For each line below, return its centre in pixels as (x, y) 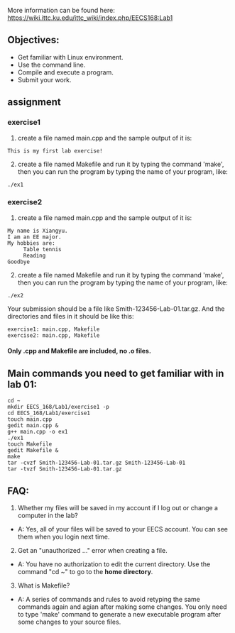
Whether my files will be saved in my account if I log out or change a (118, 508)
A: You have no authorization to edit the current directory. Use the (114, 564)
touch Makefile (30, 444)
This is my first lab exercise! (55, 151)
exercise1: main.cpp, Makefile (54, 329)
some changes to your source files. (69, 622)
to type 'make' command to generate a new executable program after (119, 615)
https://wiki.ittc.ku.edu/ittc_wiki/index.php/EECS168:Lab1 (90, 18)
